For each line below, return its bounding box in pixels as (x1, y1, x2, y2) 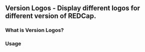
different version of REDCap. (5, 12, 96, 20)
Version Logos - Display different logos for (5, 4, 140, 12)
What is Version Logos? (5, 27, 64, 34)
